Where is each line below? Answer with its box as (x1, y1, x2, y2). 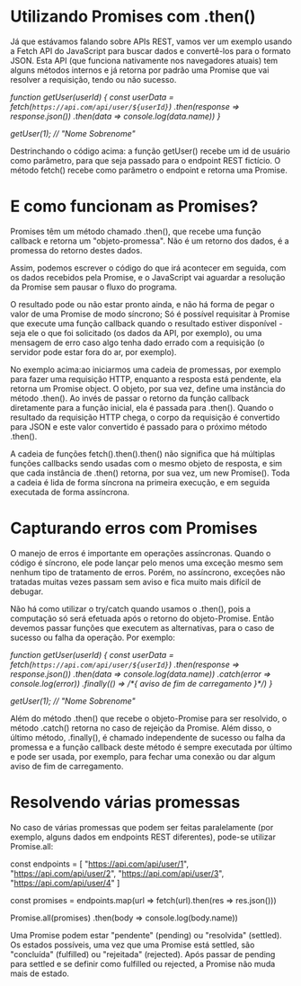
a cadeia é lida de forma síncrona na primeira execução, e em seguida (10, 476, 270, 487)
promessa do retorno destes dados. (10, 244, 143, 255)
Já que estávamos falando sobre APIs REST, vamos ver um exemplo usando (10, 36, 293, 47)
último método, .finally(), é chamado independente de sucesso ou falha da (10, 732, 286, 742)
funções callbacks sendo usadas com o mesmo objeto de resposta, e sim (10, 457, 282, 468)
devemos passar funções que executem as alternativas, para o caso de (10, 622, 275, 633)
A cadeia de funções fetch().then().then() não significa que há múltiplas (10, 448, 276, 459)
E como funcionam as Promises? (10, 196, 259, 217)
